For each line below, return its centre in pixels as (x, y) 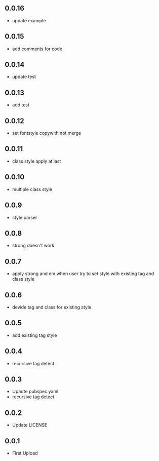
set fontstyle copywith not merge (47, 133)
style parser (25, 217)
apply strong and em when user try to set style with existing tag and (83, 274)
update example (29, 20)
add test (21, 105)
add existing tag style (34, 335)
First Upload (25, 453)
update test (24, 77)
